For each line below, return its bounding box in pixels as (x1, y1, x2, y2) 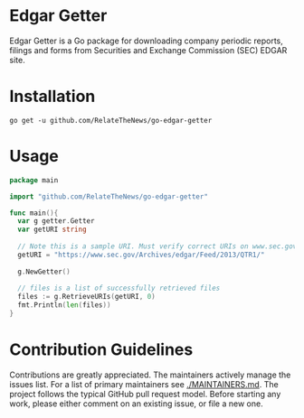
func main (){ (9, 209, 59, 218)
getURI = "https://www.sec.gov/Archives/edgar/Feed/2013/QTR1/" (17, 250, 265, 259)
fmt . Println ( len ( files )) (17, 301, 111, 310)
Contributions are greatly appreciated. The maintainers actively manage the (9, 369, 291, 380)
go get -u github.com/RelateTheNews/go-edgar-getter (9, 116, 213, 125)
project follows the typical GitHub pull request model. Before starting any (9, 388, 281, 399)
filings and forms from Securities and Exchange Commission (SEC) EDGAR (9, 44, 288, 55)
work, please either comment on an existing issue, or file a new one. (9, 398, 264, 409)
